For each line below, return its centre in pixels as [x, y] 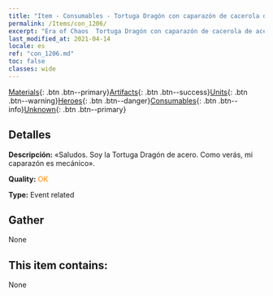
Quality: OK [28, 179]
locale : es [27, 46]
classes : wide [32, 69]
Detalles [30, 135]
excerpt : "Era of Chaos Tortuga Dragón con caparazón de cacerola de [130, 31]
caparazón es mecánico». [52, 163]
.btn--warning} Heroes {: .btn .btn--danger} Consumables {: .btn [113, 100]
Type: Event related [41, 194]
